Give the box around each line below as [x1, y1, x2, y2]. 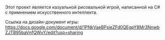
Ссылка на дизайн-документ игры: [5, 19, 79, 25]
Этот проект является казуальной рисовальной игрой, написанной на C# [5, 4, 161, 10]
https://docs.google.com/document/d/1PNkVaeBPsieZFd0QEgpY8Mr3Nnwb [5, 24, 160, 30]
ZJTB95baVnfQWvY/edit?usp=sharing [5, 30, 83, 35]
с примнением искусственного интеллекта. [5, 9, 98, 15]
